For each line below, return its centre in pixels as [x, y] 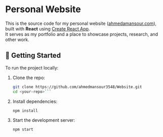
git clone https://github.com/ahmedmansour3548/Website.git [77, 87]
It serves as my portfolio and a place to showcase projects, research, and [82, 34]
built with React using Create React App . [48, 28]
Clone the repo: [29, 78]
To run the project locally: [32, 67]
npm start [23, 130]
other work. [17, 40]
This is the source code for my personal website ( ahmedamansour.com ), [81, 23]
